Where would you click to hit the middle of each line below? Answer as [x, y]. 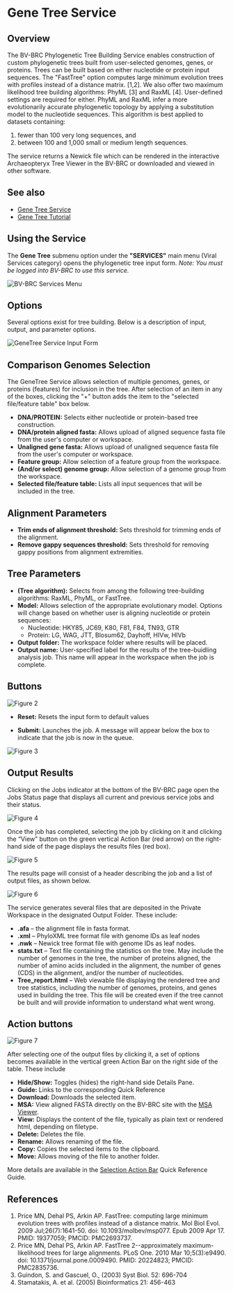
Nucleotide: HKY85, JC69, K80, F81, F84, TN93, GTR [103, 627]
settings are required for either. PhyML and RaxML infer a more [97, 99]
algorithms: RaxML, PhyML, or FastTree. [74, 598]
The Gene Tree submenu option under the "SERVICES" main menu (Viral [112, 255]
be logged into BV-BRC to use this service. [68, 270]
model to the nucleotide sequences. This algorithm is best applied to [105, 114]
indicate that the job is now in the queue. [75, 737]
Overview [29, 39]
